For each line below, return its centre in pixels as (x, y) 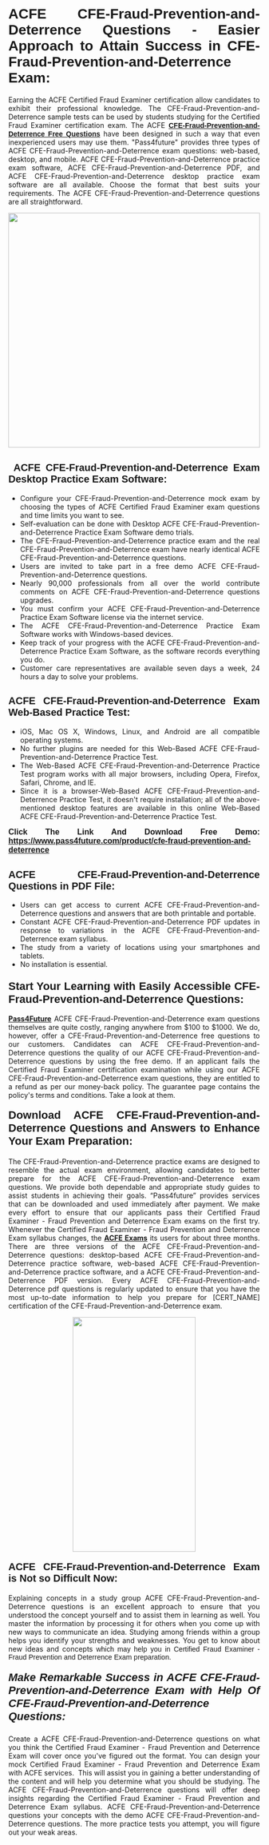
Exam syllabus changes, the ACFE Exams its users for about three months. (134, 1238)
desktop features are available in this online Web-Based (160, 808)
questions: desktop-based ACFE (106, 1255)
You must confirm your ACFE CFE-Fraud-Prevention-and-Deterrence (140, 608)
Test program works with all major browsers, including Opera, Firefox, (140, 773)
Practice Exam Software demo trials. (134, 532)
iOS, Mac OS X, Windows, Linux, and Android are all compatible (140, 731)
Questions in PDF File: (62, 886)
